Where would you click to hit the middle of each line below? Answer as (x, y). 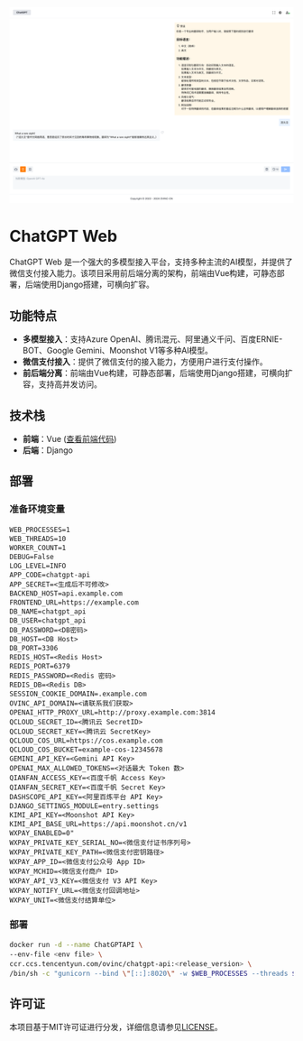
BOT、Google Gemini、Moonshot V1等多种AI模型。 (118, 351)
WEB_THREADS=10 (38, 539)
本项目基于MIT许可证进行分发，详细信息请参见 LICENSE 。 (116, 1027)
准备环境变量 (37, 510)
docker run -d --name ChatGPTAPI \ (76, 945)
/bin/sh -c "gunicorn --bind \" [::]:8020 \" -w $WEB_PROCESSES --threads (149, 973)
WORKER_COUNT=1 (38, 548)
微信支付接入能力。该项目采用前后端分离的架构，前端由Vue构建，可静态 (143, 273)
